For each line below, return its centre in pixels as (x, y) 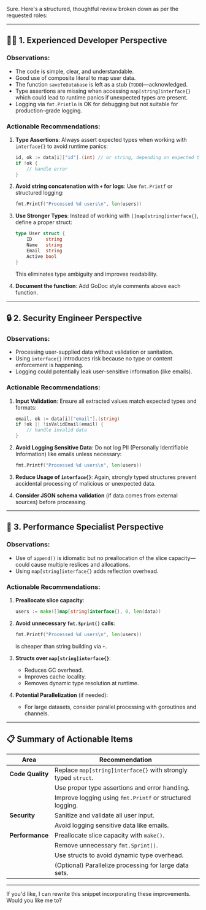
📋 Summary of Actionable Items (70, 739)
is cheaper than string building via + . (61, 646)
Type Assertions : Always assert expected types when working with (101, 139)
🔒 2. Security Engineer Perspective (74, 318)
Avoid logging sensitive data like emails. (112, 825)
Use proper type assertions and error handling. (122, 787)
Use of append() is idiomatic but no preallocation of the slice (91, 558)
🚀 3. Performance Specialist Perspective (85, 527)
